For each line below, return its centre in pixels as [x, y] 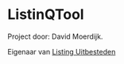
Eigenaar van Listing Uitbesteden [62, 51]
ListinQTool [46, 15]
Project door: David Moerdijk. [55, 36]
